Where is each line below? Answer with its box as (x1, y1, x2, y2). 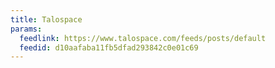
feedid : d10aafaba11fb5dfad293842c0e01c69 (19, 42, 199, 53)
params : (10, 24, 43, 34)
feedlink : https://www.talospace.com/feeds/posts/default (19, 33, 267, 43)
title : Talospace (10, 14, 83, 25)
